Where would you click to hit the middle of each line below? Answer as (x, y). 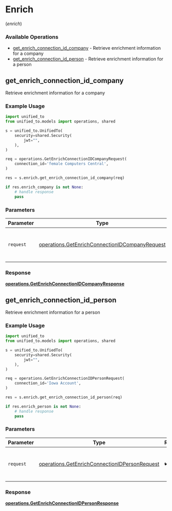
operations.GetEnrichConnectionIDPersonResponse (62, 503)
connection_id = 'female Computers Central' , (62, 164)
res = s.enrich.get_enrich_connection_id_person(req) (64, 397)
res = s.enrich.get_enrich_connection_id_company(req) (65, 178)
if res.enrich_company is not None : (44, 187)
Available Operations (32, 37)
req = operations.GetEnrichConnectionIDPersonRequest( (65, 379)
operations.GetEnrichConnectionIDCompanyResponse (65, 284)
